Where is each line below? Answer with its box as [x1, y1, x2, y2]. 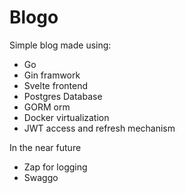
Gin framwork [23, 69, 81, 81]
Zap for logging [23, 161, 88, 173]
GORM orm [23, 101, 71, 113]
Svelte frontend [23, 79, 89, 91]
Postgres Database [23, 90, 103, 102]
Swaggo [23, 171, 59, 183]
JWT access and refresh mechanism [23, 122, 176, 134]
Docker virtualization [23, 111, 110, 123]
